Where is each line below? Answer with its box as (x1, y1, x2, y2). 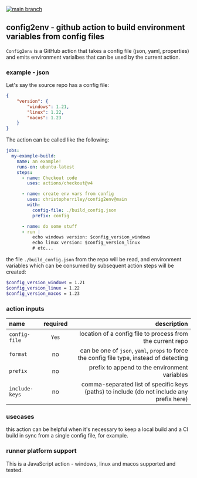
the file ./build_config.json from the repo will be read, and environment (6, 256, 182, 263)
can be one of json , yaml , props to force (80, 346, 188, 355)
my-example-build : (11, 153, 57, 159)
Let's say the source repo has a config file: (6, 82, 110, 89)
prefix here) (155, 395, 188, 403)
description (155, 320, 188, 328)
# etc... (32, 245, 54, 251)
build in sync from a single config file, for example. (6, 432, 128, 439)
